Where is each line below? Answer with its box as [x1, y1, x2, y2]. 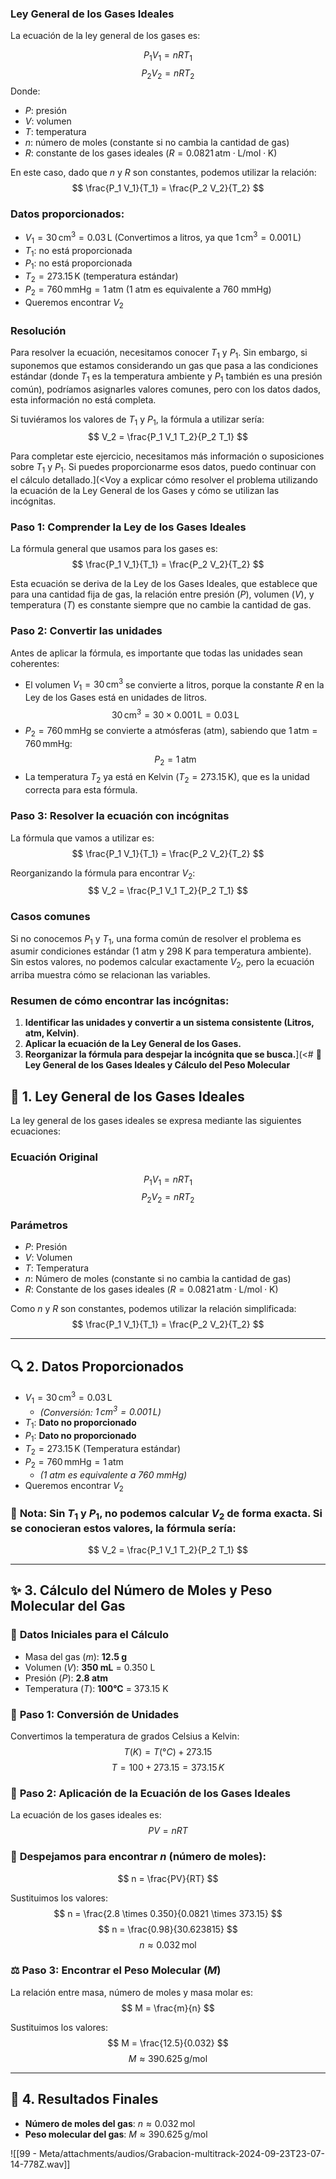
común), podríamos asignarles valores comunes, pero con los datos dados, [10, 383, 322, 395]
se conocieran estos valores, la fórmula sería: [10, 1521, 237, 1535]
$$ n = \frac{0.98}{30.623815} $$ [98, 1923, 238, 1935]
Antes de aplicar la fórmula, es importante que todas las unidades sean [10, 647, 303, 659]
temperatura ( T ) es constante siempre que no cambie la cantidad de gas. [10, 599, 312, 611]
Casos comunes [10, 910, 91, 924]
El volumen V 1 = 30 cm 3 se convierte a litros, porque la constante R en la [24, 677, 325, 693]
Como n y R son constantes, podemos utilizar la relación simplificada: [10, 1303, 297, 1315]
